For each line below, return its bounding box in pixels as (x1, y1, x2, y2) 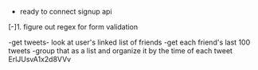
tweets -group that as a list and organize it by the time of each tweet (8, 46, 233, 55)
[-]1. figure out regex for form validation (8, 22, 139, 31)
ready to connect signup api (19, 7, 113, 16)
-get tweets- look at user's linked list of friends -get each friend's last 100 (8, 37, 251, 47)
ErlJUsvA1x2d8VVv (8, 55, 72, 64)
